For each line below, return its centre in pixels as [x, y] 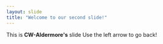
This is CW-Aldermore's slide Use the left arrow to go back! [81, 34]
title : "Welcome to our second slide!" [57, 17]
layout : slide [24, 12]
